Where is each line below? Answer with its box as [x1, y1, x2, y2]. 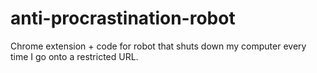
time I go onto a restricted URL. [10, 50, 139, 62]
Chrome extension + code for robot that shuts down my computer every [10, 40, 307, 52]
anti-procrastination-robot [10, 7, 236, 30]
